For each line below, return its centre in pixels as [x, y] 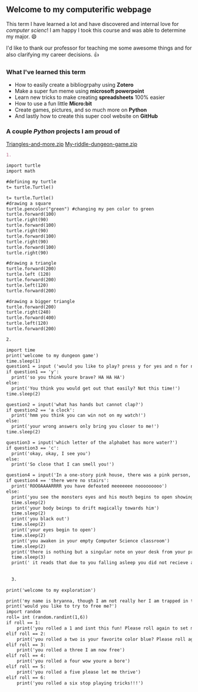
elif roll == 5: [26, 667]
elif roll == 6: [26, 677]
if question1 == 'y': [33, 372]
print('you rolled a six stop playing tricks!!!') [80, 683]
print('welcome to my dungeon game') [52, 355]
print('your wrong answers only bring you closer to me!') [85, 427]
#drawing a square [29, 203]
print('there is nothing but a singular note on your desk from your [98, 552]
